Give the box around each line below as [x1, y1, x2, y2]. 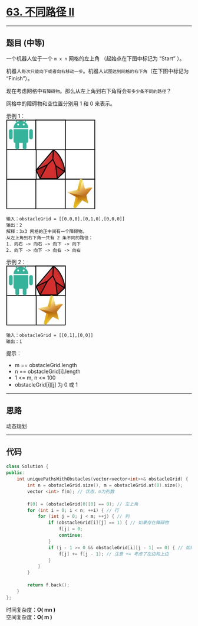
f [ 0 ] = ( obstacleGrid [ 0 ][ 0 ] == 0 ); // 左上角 [27, 501, 138, 507]
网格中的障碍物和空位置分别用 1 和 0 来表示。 [6, 100, 116, 107]
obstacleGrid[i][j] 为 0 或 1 [14, 381, 78, 388]
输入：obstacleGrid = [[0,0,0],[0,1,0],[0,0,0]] [6, 216, 126, 222]
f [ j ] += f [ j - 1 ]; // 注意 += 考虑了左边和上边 [58, 551, 169, 557]
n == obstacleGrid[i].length [14, 368, 81, 375]
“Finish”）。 [6, 74, 34, 82]
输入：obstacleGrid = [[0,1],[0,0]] [6, 332, 94, 338]
